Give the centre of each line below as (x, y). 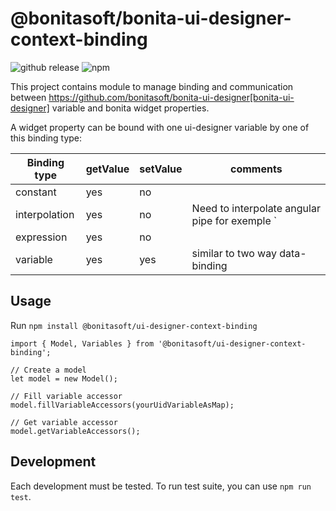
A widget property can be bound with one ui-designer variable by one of (160, 127)
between (28, 97)
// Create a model (48, 370)
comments (256, 169)
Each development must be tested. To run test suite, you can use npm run (161, 486)
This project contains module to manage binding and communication (152, 86)
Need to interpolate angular (256, 208)
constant (36, 192)
